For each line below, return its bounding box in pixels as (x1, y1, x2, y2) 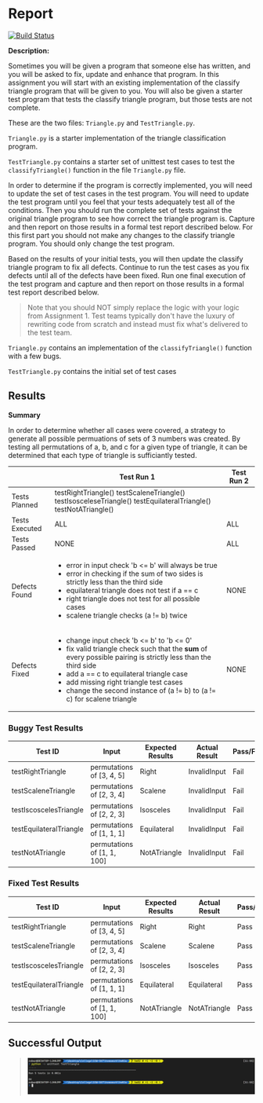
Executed (11, 523, 42, 533)
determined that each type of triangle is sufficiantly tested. (8, 450, 197, 460)
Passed (11, 543, 36, 552)
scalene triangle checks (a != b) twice (66, 610, 188, 621)
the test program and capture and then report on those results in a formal (8, 279, 244, 288)
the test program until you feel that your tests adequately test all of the (8, 197, 236, 207)
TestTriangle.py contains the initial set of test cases (8, 366, 177, 376)
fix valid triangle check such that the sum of (66, 643, 208, 653)
